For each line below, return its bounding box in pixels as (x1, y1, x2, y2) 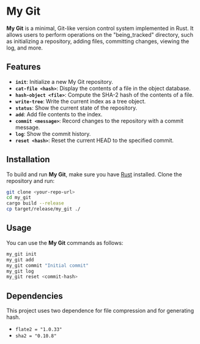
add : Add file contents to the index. (15, 110, 103, 118)
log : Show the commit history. (15, 130, 91, 137)
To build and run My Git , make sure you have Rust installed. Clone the (6, 170, 182, 178)
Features (6, 62, 41, 72)
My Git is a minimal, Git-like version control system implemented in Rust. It (6, 24, 194, 32)
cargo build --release (6, 200, 64, 206)
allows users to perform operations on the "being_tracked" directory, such (6, 31, 194, 38)
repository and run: (6, 177, 55, 184)
